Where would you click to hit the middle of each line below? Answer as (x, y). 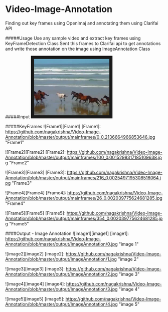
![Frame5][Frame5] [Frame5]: (35, 213)
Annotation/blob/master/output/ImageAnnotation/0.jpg (61, 244)
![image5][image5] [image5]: (35, 298)
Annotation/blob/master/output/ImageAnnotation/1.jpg (61, 259)
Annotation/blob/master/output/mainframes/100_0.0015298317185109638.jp (83, 157)
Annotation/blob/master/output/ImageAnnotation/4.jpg (61, 304)
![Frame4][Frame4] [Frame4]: (36, 193)
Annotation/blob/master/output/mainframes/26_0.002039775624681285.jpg (84, 198)
